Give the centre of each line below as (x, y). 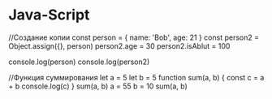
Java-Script (49, 15)
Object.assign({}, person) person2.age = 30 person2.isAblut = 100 (119, 45)
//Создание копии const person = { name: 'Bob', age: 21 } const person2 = (134, 37)
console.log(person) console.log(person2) (79, 62)
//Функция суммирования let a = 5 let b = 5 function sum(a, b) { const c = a (136, 77)
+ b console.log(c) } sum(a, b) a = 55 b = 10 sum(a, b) (98, 86)
